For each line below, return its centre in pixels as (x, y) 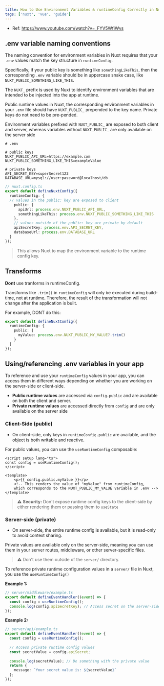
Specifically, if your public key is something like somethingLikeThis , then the (81, 70)
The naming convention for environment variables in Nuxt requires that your (81, 55)
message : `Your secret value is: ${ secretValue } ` (65, 670)
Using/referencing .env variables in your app (74, 364)
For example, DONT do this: (33, 312)
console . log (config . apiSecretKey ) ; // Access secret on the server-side (85, 606)
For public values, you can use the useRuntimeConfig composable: (71, 449)
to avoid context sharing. (37, 535)
